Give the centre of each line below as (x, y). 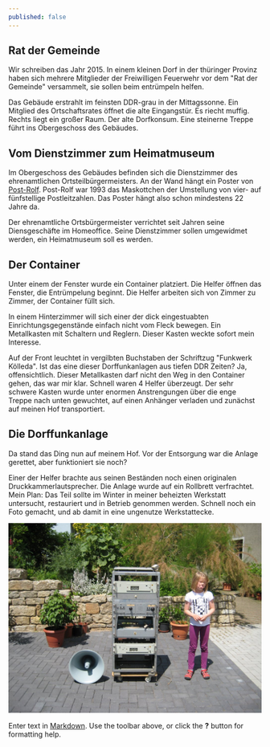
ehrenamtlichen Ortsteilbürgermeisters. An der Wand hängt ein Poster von (131, 182)
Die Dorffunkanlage (58, 434)
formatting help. (35, 734)
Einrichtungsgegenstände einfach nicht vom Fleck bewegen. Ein (115, 325)
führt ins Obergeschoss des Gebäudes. (74, 128)
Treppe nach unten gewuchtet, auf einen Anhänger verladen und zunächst (132, 401)
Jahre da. (24, 207)
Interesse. (25, 342)
